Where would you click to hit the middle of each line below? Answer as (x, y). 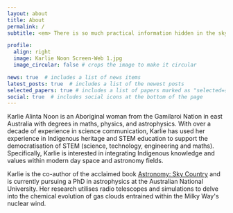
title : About (26, 20)
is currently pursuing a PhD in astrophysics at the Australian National (105, 182)
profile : (20, 46)
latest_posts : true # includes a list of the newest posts (96, 84)
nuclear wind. (27, 204)
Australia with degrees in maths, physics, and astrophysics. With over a (109, 124)
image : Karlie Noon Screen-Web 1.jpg (68, 59)
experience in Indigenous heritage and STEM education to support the (107, 139)
